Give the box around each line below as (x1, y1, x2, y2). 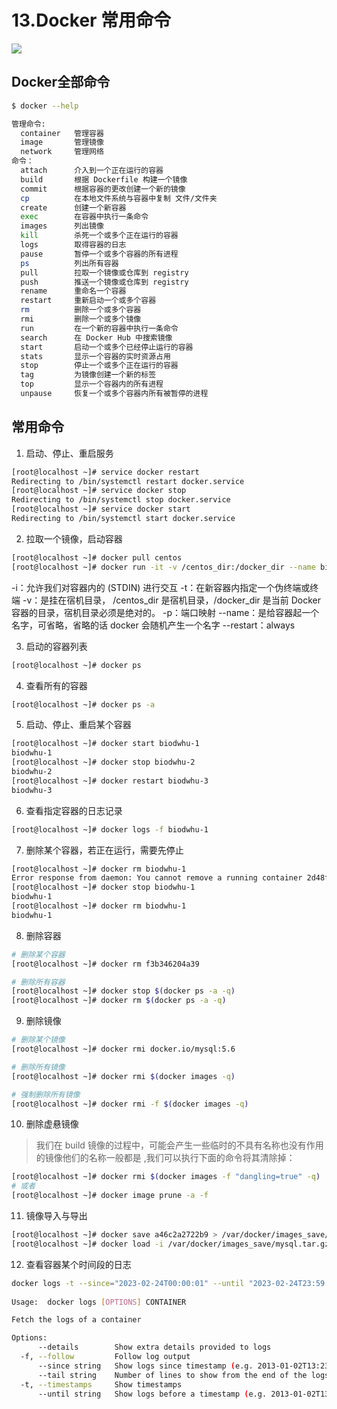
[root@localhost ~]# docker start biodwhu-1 (11, 739, 200, 749)
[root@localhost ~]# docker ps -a (11, 699, 156, 710)
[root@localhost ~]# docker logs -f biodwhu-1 (11, 824, 209, 835)
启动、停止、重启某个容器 (25, 719, 132, 731)
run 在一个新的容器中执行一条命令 (20, 323, 179, 333)
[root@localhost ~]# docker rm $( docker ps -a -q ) (11, 996, 227, 1006)
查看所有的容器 (25, 679, 88, 691)
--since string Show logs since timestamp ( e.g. (37, 1361, 254, 1371)
